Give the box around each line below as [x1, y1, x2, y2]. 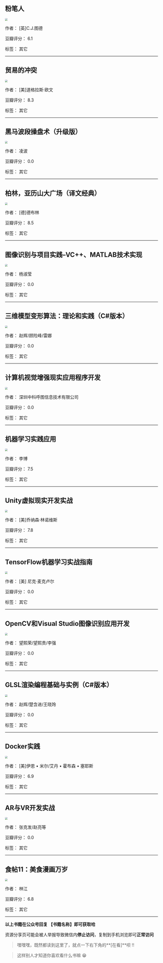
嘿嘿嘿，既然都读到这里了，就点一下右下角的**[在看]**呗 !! [16, 942, 135, 948]
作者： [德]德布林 [5, 210, 40, 215]
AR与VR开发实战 [5, 804, 55, 812]
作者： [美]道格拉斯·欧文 [5, 87, 53, 93]
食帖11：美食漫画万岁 [5, 865, 68, 873]
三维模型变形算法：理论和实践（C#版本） [5, 312, 129, 320]
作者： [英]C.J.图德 [5, 25, 43, 31]
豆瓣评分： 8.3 [5, 97, 34, 103]
